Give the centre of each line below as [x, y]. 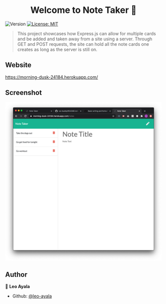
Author [16, 274]
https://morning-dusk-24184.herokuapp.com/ [52, 77]
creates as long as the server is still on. [57, 49]
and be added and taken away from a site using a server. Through [85, 39]
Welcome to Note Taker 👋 [83, 10]
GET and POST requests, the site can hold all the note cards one [83, 44]
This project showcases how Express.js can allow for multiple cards [86, 33]
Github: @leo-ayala [32, 296]
